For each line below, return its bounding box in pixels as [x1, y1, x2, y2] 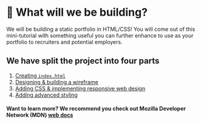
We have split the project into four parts [6, 56, 160, 66]
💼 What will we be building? [6, 5, 148, 19]
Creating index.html [15, 72, 66, 79]
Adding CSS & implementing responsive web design [15, 85, 146, 92]
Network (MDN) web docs [6, 111, 73, 119]
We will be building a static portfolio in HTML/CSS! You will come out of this [6, 25, 196, 33]
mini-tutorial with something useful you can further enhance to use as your [6, 31, 194, 39]
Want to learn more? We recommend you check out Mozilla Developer [6, 105, 186, 113]
